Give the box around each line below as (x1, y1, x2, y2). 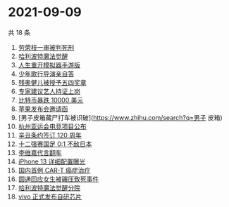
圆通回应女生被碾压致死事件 (18, 175, 99, 183)
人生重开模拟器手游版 (18, 60, 80, 69)
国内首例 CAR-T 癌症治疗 (18, 166, 91, 174)
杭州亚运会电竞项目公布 (18, 122, 87, 131)
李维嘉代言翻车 (18, 148, 62, 156)
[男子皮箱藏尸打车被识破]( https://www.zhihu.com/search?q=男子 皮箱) (18, 113, 223, 121)
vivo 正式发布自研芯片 (18, 192, 82, 201)
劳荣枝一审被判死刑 (18, 43, 75, 51)
